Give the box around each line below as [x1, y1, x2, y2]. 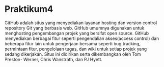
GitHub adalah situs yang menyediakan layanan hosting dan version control [4, 20, 157, 26]
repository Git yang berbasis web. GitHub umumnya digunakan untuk [4, 25, 144, 31]
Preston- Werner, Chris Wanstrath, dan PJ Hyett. [4, 56, 103, 62]
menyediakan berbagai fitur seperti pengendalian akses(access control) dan [4, 35, 159, 41]
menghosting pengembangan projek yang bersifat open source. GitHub [4, 30, 149, 36]
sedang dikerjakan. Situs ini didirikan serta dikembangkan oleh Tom [4, 51, 141, 57]
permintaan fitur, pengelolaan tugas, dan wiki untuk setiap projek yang [4, 46, 147, 52]
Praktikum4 [4, 3, 54, 15]
